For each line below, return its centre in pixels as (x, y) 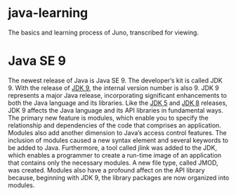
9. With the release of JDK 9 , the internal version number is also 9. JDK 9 (114, 88)
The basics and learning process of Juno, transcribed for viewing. (104, 32)
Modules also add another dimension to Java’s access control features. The (117, 132)
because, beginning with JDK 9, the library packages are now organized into (119, 177)
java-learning (48, 13)
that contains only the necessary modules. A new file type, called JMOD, (113, 163)
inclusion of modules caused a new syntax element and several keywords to (118, 140)
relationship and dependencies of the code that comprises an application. (115, 125)
